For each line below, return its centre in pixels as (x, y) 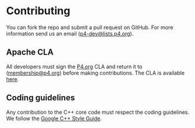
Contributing (38, 11)
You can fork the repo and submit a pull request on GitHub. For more (90, 27)
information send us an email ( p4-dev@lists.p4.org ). (70, 33)
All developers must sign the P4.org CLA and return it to (74, 66)
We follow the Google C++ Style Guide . (54, 118)
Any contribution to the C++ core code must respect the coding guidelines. (98, 112)
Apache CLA (30, 52)
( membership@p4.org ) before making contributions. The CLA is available (95, 73)
